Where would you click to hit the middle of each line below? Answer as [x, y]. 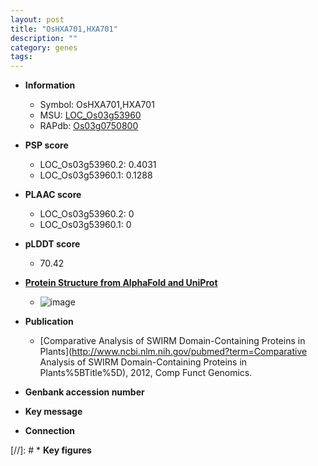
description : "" [44, 38]
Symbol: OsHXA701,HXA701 [97, 105]
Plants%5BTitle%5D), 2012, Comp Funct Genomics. [146, 373]
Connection [49, 431]
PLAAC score [53, 195]
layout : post [37, 19]
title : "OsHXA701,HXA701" [64, 29]
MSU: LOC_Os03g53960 [90, 115]
